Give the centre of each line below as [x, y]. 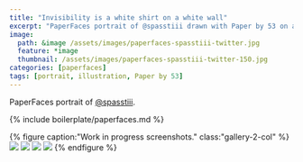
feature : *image [48, 51]
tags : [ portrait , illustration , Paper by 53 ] [96, 76]
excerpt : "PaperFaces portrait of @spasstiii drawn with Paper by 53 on [149, 26]
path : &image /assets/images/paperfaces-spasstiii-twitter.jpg [138, 43]
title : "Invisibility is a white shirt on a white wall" [119, 18]
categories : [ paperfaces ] [58, 68]
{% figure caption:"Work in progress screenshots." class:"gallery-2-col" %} [150, 137]
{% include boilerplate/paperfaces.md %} [87, 119]
